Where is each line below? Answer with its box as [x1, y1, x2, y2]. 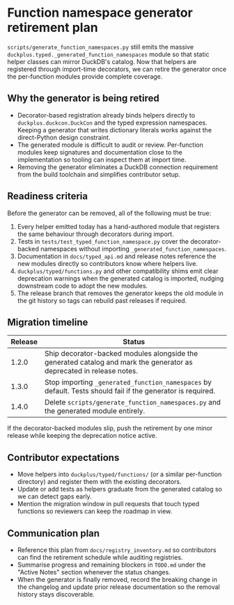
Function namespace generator [7, 5, 193, 21]
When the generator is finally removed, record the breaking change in [17, 576, 218, 583]
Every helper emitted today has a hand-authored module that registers [17, 222, 220, 230]
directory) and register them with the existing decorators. [17, 478, 182, 486]
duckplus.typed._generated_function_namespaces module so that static [7, 50, 210, 58]
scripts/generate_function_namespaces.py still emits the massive [7, 42, 194, 51]
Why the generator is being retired [7, 93, 160, 104]
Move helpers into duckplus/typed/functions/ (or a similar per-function [17, 470, 222, 478]
